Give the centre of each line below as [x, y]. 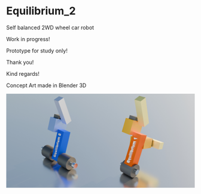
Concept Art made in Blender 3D [46, 85]
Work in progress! [28, 39]
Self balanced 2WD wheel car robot [50, 27]
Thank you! [20, 62]
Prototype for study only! [37, 50]
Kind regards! [23, 73]
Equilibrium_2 [41, 11]
